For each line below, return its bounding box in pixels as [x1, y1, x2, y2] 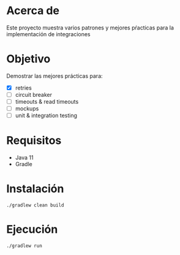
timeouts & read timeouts [15, 98, 79, 105]
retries [15, 84, 32, 91]
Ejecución [6, 223, 58, 237]
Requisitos [6, 134, 62, 148]
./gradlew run [6, 243, 43, 249]
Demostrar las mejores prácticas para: [6, 72, 103, 80]
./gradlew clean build [6, 202, 64, 208]
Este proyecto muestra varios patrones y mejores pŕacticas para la [6, 24, 174, 31]
